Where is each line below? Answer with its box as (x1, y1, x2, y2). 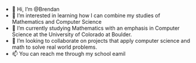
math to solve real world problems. (11, 43, 97, 51)
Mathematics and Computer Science (11, 18, 102, 25)
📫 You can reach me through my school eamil (11, 51, 126, 57)
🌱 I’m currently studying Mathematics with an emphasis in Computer (11, 24, 180, 31)
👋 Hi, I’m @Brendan (11, 6, 60, 12)
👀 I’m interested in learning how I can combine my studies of (11, 12, 161, 19)
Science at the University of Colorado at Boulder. (11, 31, 132, 38)
